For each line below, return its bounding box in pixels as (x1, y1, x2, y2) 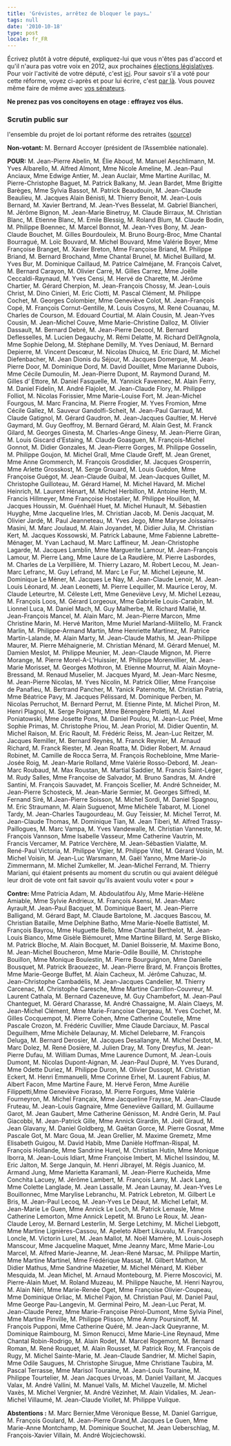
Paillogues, (7, 825, 39, 833)
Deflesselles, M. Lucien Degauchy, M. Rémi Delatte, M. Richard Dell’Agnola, (7, 333, 221, 342)
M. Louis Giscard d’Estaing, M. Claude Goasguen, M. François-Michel (7, 436, 205, 444)
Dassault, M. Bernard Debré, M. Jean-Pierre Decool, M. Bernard (7, 326, 189, 334)
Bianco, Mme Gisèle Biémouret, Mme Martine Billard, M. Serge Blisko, (23, 934, 222, 942)
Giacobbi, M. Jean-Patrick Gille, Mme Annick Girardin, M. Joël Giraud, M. (7, 1117, 215, 1126)
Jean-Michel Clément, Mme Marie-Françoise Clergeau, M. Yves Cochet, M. (7, 1007, 222, 1015)
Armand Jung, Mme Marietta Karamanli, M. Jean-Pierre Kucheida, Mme (7, 1168, 211, 1177)
